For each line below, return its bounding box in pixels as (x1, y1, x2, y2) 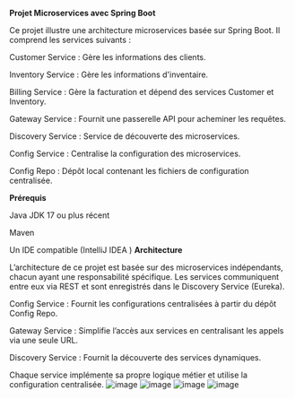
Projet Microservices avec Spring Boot (9, 8, 156, 18)
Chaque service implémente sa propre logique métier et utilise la (9, 369, 248, 380)
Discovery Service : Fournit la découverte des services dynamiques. (9, 352, 262, 362)
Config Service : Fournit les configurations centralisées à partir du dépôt (9, 299, 277, 308)
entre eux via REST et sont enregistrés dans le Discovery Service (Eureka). (9, 282, 285, 291)
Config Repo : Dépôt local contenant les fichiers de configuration (9, 166, 249, 176)
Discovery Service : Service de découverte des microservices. (9, 131, 240, 142)
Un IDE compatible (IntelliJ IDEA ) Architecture (9, 245, 183, 255)
